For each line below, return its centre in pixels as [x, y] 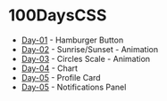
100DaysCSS [58, 16]
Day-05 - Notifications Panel [74, 87]
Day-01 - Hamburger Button [72, 40]
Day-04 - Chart [49, 68]
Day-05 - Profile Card [61, 77]
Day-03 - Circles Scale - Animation [86, 58]
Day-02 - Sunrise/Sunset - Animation [89, 49]
